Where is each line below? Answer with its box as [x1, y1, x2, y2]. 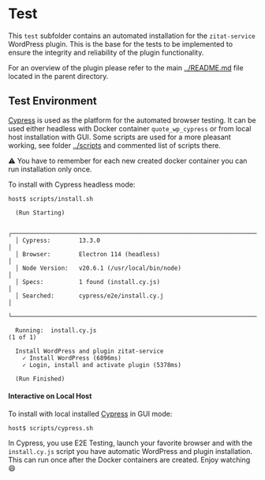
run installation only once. [8, 164, 92, 174]
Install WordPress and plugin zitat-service [15, 347, 164, 355]
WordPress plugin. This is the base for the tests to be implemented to [8, 39, 233, 48]
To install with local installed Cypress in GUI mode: [8, 409, 173, 418]
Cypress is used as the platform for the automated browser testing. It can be [8, 115, 256, 125]
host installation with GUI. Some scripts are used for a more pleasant [8, 132, 231, 142]
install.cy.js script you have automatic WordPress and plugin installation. [8, 446, 253, 455]
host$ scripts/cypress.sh [8, 424, 93, 432]
